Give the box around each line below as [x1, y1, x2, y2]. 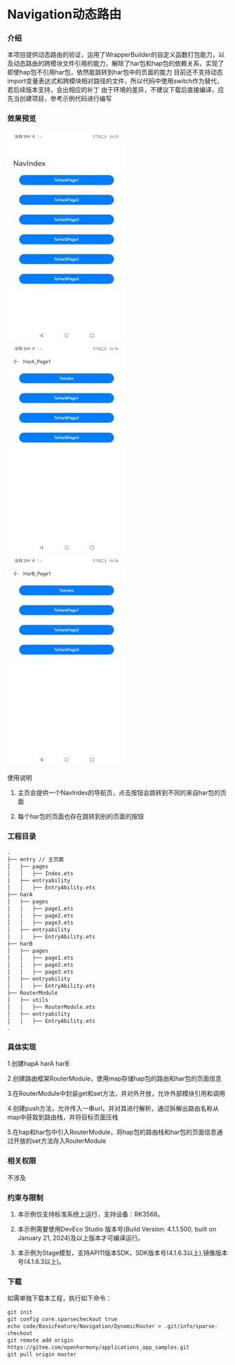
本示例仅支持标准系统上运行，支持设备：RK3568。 [17, 1210, 164, 1218]
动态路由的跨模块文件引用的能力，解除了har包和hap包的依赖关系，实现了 [13, 59, 224, 67]
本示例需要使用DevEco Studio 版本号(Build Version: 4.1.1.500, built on [17, 1224, 217, 1233]
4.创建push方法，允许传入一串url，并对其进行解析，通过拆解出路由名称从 [7, 1104, 220, 1113]
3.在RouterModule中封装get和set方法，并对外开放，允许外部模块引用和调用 [7, 1090, 226, 1098]
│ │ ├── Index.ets [7, 870, 74, 877]
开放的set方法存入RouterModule [13, 1137, 107, 1145]
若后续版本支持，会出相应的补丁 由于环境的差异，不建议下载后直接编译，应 [7, 86, 224, 94]
